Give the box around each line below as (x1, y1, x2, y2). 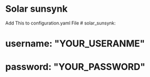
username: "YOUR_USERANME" (5, 38, 145, 49)
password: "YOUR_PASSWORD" (5, 61, 145, 73)
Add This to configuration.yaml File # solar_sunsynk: (5, 20, 116, 26)
